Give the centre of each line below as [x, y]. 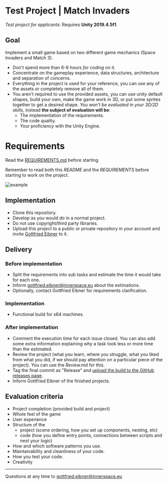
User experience [29, 419]
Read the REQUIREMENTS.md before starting [52, 160]
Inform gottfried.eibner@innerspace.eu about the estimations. [76, 285]
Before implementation [34, 264]
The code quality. [38, 121]
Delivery [19, 250]
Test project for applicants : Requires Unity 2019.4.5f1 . [61, 25]
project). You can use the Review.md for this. [58, 365]
